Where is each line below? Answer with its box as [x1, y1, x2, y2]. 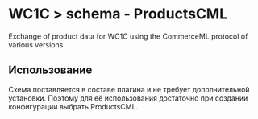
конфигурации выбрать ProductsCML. [8, 101, 139, 111]
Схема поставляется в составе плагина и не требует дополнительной [8, 84, 250, 94]
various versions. [8, 39, 66, 49]
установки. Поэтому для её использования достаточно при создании [8, 93, 248, 103]
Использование [8, 64, 93, 77]
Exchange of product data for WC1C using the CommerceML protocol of [8, 31, 248, 41]
